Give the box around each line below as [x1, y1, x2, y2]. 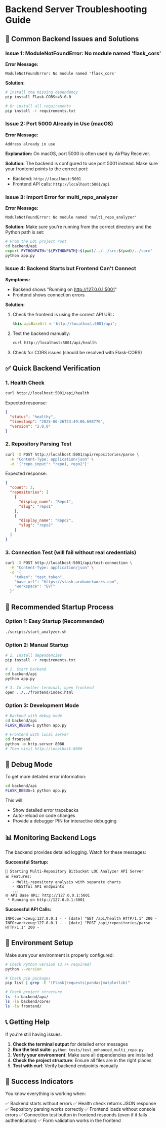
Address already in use [5, 141, 56, 146]
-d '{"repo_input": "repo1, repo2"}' [10, 461, 90, 467]
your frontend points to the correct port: [5, 166, 89, 172]
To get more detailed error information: [5, 774, 87, 780]
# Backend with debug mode [5, 713, 62, 719]
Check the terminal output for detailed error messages [12, 1041, 128, 1047]
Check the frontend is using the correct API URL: [12, 311, 115, 317]
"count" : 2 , [10, 485, 35, 490]
